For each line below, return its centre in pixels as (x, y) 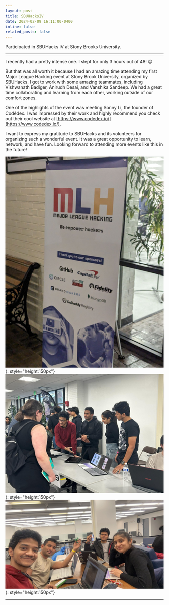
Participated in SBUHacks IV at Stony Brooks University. (63, 47)
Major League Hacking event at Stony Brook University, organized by (77, 77)
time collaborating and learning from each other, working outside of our (79, 93)
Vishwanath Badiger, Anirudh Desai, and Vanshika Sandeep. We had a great (84, 87)
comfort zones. (21, 98)
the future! (16, 150)
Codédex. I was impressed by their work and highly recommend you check (83, 113)
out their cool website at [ (32, 119)
